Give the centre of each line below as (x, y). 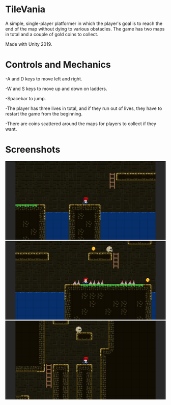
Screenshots (33, 150)
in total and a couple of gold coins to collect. (52, 34)
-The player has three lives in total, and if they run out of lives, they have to (84, 108)
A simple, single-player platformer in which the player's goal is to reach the (84, 23)
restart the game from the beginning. (44, 113)
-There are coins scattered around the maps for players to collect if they (81, 124)
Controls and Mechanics (58, 65)
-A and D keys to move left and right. (44, 79)
